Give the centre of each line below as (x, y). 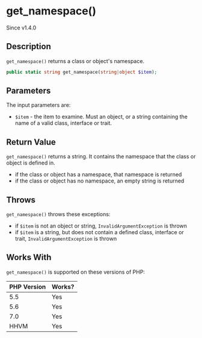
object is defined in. (31, 163)
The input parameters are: (38, 105)
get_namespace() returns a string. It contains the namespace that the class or (101, 157)
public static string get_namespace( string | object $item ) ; (82, 72)
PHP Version (28, 286)
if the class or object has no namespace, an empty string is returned (99, 181)
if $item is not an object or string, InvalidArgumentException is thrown (101, 226)
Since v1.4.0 (21, 28)
